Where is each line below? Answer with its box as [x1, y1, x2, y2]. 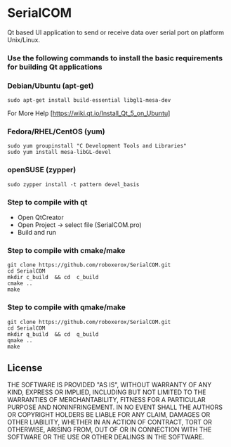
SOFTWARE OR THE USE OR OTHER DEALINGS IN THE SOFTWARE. [7, 433, 204, 441]
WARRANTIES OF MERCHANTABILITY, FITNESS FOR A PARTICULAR [7, 396, 206, 404]
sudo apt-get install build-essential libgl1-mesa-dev [7, 97, 171, 104]
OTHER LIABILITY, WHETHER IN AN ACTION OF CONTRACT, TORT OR [7, 418, 212, 427]
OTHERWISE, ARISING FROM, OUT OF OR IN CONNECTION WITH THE [7, 425, 212, 434]
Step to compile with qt [7, 197, 88, 207]
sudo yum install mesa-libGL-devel [7, 149, 112, 156]
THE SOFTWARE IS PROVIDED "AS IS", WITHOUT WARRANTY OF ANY [7, 381, 212, 389]
